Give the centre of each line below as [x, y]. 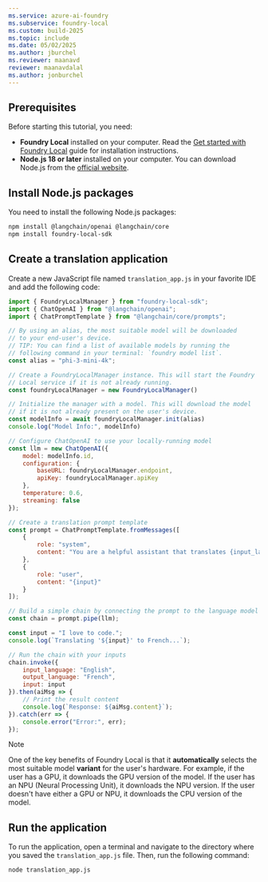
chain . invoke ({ [33, 662]
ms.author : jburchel [43, 53]
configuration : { [51, 463]
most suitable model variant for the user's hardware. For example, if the [126, 768]
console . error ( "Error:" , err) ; [75, 722]
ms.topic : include [39, 38]
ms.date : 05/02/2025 [43, 46]
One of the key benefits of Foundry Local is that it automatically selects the [133, 760]
